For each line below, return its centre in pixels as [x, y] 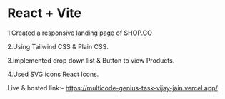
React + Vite [45, 13]
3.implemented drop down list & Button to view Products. [91, 60]
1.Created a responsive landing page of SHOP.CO [80, 33]
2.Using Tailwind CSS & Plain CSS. [58, 46]
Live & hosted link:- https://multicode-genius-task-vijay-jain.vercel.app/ [112, 88]
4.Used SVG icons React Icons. [53, 74]
